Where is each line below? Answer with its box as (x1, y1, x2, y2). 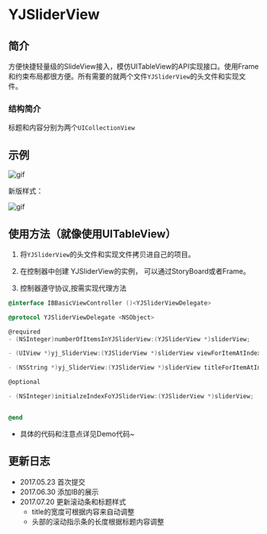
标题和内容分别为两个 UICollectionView (8, 123, 135, 133)
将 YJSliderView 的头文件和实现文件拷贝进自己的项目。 (19, 249, 195, 259)
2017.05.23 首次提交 (19, 477, 86, 486)
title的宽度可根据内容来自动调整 (31, 506, 135, 517)
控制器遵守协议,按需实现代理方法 (19, 283, 127, 293)
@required (8, 328, 41, 336)
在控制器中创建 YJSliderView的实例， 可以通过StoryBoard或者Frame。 (19, 266, 250, 275)
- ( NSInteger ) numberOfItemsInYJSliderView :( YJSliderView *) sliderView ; (8, 335, 250, 343)
